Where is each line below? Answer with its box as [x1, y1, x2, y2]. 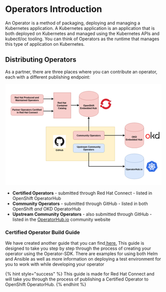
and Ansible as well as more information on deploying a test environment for [5, 256, 162, 262]
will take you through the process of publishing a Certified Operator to [5, 276, 149, 282]
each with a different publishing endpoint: [5, 74, 90, 80]
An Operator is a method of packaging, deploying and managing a [5, 20, 141, 26]
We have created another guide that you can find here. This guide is [5, 240, 145, 246]
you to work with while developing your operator [5, 261, 104, 267]
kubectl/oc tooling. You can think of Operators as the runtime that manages [5, 36, 160, 42]
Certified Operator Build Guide [5, 229, 81, 236]
